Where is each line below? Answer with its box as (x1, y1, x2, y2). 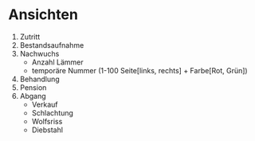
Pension (19, 82, 47, 92)
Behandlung (19, 74, 60, 84)
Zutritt (19, 32, 41, 41)
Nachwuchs (19, 49, 60, 58)
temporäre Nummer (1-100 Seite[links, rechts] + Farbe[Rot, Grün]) (31, 65, 249, 75)
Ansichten (8, 6, 78, 24)
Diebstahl (31, 125, 64, 135)
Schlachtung (31, 108, 74, 117)
